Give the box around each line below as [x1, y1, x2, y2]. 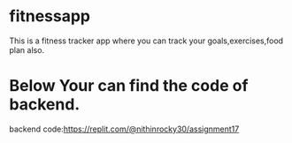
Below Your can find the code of [9, 76, 249, 96]
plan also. [9, 44, 45, 55]
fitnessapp [9, 6, 91, 26]
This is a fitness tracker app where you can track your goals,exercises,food [9, 35, 284, 46]
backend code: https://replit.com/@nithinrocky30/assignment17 [9, 124, 240, 134]
